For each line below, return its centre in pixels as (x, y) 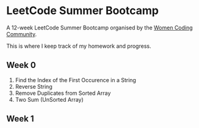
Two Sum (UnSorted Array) (49, 99)
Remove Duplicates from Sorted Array (63, 93)
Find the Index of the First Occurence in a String (75, 80)
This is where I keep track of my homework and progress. (79, 46)
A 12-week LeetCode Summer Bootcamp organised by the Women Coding (100, 28)
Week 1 (20, 119)
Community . (22, 34)
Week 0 (21, 65)
